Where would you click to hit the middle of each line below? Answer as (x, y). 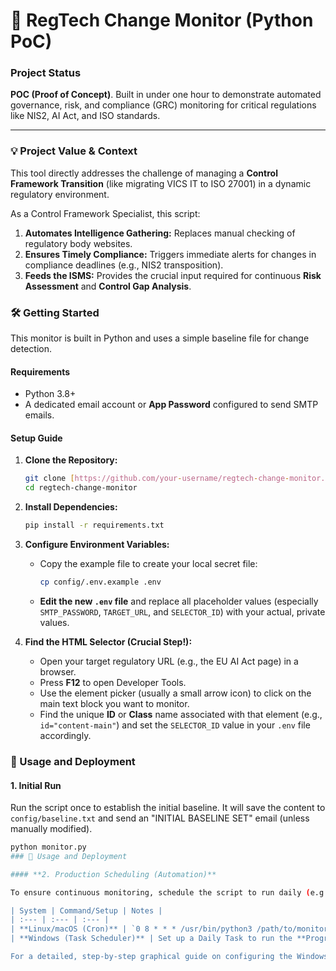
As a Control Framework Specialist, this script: (105, 213)
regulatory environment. (60, 194)
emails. (39, 415)
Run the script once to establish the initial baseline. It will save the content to (168, 808)
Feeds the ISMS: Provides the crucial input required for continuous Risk (173, 275)
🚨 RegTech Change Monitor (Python (162, 20)
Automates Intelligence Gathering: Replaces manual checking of (160, 233)
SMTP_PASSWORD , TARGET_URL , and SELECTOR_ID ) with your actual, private (182, 611)
